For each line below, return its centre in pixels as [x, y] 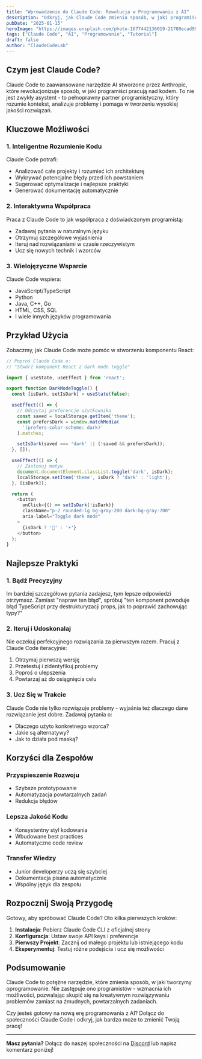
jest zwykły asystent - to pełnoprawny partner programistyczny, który [93, 97]
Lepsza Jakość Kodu [37, 817]
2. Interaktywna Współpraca [49, 206]
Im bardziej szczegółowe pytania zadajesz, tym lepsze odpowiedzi [89, 593]
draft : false [23, 40]
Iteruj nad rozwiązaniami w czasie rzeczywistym [75, 244]
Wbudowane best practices [49, 836]
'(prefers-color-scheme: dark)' [63, 427]
